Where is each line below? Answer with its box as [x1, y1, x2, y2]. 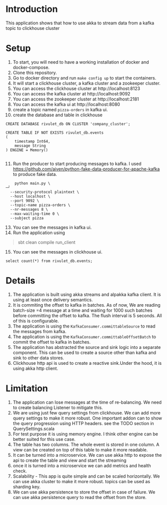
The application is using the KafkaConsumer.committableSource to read [12, 323, 156, 329]
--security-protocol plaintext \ [10, 189, 80, 194]
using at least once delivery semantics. [12, 297, 93, 303]
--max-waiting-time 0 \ [10, 211, 59, 216]
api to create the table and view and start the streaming [12, 457, 126, 463]
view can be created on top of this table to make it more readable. [12, 446, 148, 453]
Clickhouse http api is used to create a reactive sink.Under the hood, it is [12, 360, 162, 366]
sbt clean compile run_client [17, 239, 76, 245]
